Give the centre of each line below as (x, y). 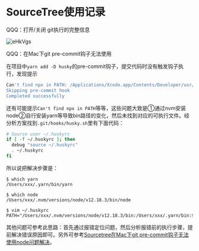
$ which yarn (22, 179)
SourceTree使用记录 (56, 12)
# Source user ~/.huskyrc (38, 134)
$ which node (22, 195)
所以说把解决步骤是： (32, 168)
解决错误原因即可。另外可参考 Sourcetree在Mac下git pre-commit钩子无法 (100, 234)
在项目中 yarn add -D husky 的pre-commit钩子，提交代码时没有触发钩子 (92, 66)
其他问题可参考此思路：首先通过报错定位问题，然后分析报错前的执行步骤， (97, 227)
